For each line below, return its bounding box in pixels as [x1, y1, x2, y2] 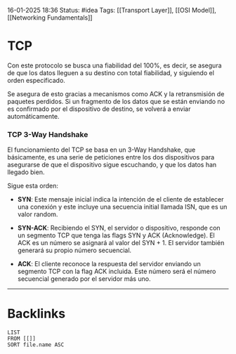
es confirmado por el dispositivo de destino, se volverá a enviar [7, 105, 191, 113]
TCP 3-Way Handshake [7, 129, 88, 139]
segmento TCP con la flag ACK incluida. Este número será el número [17, 267, 216, 276]
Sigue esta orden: [7, 182, 58, 190]
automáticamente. [7, 112, 60, 120]
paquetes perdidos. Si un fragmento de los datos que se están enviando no [7, 97, 225, 105]
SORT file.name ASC [7, 341, 65, 348]
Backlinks [7, 306, 66, 322]
